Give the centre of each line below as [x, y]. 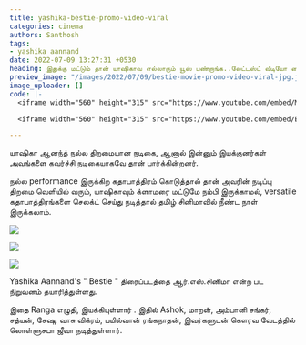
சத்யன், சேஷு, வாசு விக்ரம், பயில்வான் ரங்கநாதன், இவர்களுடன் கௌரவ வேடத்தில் [153, 320]
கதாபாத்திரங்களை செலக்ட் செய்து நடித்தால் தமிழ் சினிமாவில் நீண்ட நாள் [133, 202]
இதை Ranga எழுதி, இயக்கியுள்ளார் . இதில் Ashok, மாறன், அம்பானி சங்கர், [140, 309]
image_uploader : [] [46, 86]
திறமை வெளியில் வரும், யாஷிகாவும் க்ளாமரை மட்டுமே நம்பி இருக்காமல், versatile [153, 191]
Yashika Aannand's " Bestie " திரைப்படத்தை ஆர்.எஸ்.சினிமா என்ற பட [137, 281]
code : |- [26, 94]
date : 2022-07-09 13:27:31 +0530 [73, 60]
